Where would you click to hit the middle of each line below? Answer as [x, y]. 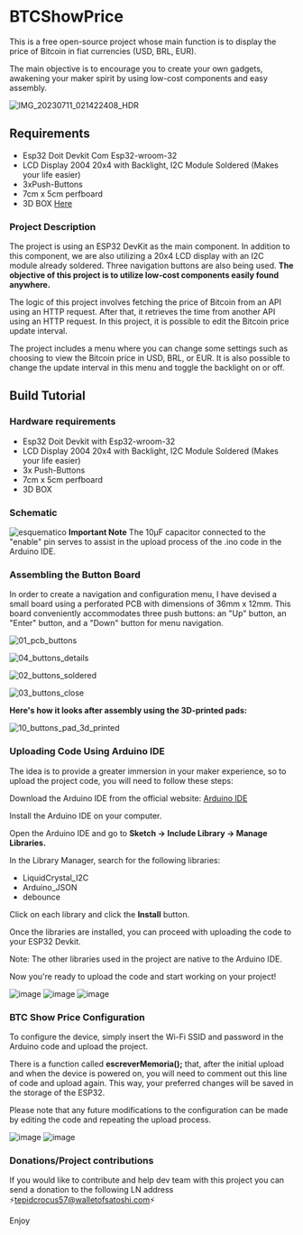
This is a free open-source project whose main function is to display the [143, 41]
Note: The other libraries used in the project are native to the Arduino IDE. [146, 959]
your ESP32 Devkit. [45, 941]
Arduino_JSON [50, 887]
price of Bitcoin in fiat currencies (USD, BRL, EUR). [103, 51]
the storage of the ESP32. [57, 1092]
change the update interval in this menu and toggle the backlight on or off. [147, 368]
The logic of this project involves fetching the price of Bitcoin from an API [146, 302]
